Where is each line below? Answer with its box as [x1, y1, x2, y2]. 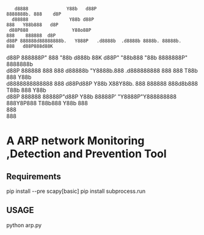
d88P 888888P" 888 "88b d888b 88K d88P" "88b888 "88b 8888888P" [6, 54, 188, 61]
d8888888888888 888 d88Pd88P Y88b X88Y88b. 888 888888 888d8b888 [6, 80, 199, 87]
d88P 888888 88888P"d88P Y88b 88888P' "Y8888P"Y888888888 [6, 93, 177, 100]
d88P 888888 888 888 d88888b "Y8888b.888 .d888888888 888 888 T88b [6, 67, 199, 74]
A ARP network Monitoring [6, 134, 145, 148]
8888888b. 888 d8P [6, 11, 62, 17]
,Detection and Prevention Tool [6, 147, 167, 161]
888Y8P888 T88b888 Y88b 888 [6, 100, 89, 106]
